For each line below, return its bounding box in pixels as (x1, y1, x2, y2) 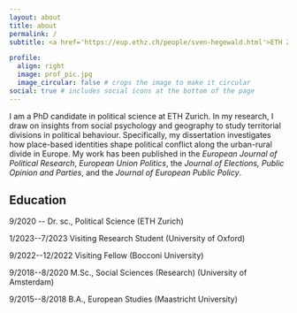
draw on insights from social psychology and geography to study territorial (9, 120, 281, 131)
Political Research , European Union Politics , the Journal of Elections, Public (9, 157, 285, 168)
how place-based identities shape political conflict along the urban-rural (9, 139, 272, 149)
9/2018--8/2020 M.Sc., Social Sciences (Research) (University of (9, 267, 247, 279)
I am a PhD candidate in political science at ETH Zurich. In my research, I (9, 111, 274, 121)
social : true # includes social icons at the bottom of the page (9, 86, 255, 95)
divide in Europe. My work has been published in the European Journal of (9, 148, 278, 159)
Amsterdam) (9, 277, 55, 287)
